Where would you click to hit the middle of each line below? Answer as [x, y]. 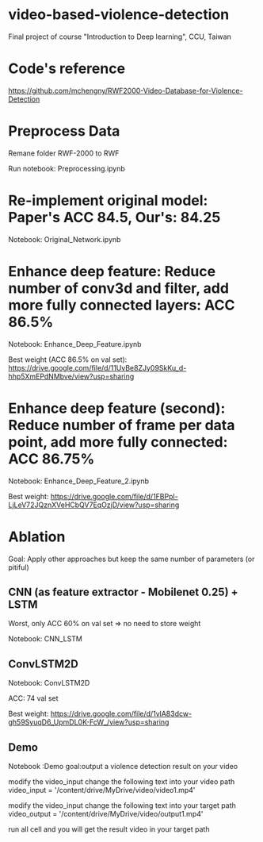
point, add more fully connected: [118, 442]
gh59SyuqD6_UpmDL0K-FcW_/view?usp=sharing [89, 722]
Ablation [37, 536]
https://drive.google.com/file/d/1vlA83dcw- [121, 714]
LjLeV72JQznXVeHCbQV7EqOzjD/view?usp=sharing [94, 505]
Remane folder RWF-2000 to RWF [64, 153]
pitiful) [19, 567]
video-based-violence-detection [119, 15]
